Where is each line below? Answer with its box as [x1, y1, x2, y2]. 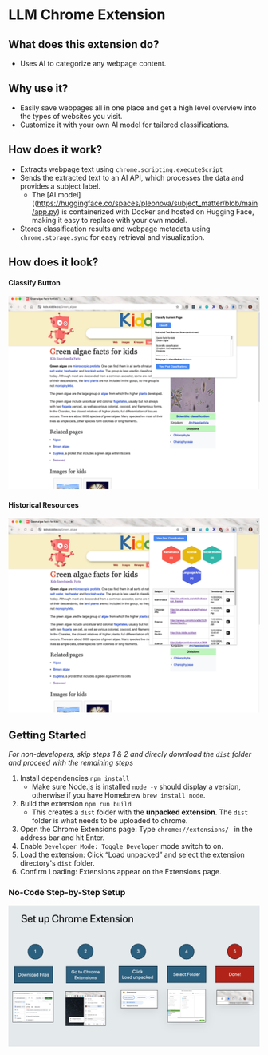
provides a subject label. [19, 181, 101, 191]
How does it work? [8, 143, 103, 157]
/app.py [31, 206, 57, 217]
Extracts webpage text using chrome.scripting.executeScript [19, 164, 223, 173]
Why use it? [8, 82, 69, 95]
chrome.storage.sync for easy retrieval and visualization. [19, 232, 205, 241]
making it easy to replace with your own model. [31, 215, 187, 225]
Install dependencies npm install [19, 773, 130, 782]
